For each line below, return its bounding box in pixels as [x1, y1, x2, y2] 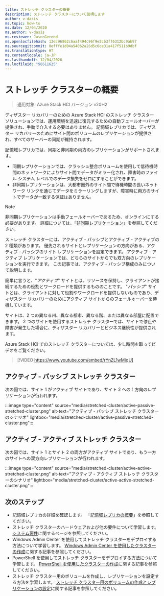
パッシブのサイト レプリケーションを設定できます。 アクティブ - [22, 249, 151, 255]
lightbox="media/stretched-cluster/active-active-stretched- [34, 477, 155, 483]
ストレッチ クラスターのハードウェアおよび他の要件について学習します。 [12, 524, 159, 530]
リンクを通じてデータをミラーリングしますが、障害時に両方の [26, 188, 151, 194]
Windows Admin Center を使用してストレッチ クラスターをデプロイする [12, 536, 157, 542]
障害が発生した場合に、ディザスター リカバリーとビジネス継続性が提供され [5, 325, 156, 331]
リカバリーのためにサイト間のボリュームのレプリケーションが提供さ [14, 130, 152, 136]
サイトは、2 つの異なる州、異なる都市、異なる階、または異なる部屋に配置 [5, 312, 155, 318]
